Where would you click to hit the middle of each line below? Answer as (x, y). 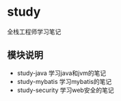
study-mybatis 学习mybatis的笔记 (64, 81)
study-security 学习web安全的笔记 (65, 90)
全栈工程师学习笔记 (34, 31)
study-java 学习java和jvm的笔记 (62, 73)
